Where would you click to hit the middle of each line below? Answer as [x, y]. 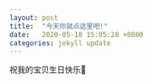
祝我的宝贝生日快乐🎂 [48, 70]
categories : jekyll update [60, 43]
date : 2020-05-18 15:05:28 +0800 [76, 34]
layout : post [34, 18]
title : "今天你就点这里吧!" [59, 26]
